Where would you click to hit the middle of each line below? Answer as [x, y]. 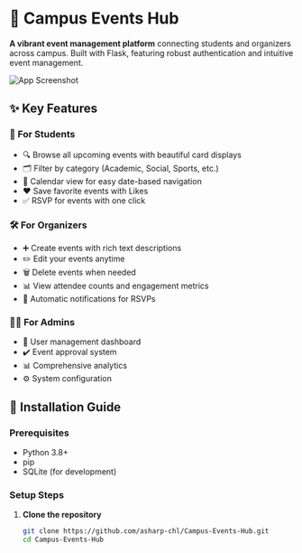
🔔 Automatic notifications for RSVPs [89, 298]
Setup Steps [37, 494]
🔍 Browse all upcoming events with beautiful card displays [132, 155]
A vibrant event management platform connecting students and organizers [150, 43]
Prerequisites [39, 433]
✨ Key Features [53, 109]
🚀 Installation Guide [65, 407]
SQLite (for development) [69, 471]
